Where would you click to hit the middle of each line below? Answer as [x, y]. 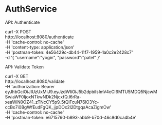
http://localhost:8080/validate [35, 81]
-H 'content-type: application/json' [40, 47]
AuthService [31, 9]
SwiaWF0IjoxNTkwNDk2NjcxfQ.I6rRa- [43, 97]
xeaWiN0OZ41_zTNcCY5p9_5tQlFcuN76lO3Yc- [52, 102]
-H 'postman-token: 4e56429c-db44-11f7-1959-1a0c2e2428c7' [69, 52]
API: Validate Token [25, 67]
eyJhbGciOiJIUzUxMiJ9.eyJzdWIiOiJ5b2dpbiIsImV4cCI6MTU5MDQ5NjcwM [81, 92]
